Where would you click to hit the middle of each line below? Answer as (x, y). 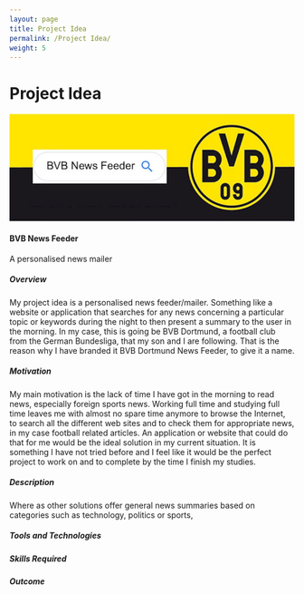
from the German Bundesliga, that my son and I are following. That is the (144, 341)
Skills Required (38, 559)
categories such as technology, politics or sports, (101, 515)
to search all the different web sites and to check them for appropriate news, (152, 423)
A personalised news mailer (61, 258)
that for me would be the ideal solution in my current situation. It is (133, 442)
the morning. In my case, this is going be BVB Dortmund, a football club (142, 331)
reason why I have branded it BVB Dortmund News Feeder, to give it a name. (152, 350)
